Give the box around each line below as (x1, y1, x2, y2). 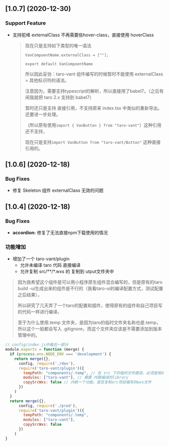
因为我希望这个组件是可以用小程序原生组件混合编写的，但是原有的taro (17, 279, 162, 285)
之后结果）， (17, 292, 42, 298)
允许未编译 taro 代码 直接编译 (20, 262, 81, 268)
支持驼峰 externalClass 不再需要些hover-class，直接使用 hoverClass (12, 32, 154, 38)
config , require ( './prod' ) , (18, 403, 78, 408)
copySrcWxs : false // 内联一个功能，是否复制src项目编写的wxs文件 (23, 380, 152, 385)
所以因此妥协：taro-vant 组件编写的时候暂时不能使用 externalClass (25, 71, 163, 77)
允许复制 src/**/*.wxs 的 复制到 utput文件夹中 (20, 268, 114, 274)
